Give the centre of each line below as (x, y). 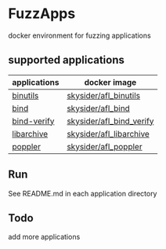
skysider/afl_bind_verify (110, 121)
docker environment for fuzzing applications (79, 35)
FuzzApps (42, 14)
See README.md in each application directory (83, 193)
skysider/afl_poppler (104, 146)
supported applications (67, 60)
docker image (110, 82)
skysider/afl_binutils (103, 95)
